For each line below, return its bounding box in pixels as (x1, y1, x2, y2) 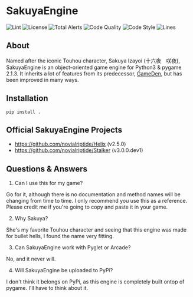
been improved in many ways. (6, 76, 79, 83)
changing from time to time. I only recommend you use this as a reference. (6, 197, 188, 204)
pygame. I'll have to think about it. (6, 285, 89, 292)
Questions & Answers (6, 164, 87, 174)
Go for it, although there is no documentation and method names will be (6, 191, 181, 198)
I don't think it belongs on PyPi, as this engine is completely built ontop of (6, 278, 185, 285)
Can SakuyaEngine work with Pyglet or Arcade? (14, 244, 131, 251)
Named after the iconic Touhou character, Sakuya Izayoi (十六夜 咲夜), (6, 57, 180, 64)
